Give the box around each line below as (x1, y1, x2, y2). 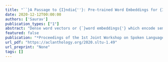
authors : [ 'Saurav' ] (5, 16, 48, 21)
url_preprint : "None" (5, 44, 50, 49)
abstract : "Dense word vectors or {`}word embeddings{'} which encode (5, 26, 155, 31)
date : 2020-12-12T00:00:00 (5, 12, 61, 17)
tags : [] (5, 49, 23, 54)
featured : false (5, 30, 39, 35)
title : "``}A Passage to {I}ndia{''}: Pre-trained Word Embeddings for (5, 7, 157, 12)
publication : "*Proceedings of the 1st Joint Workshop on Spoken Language (5, 35, 164, 40)
